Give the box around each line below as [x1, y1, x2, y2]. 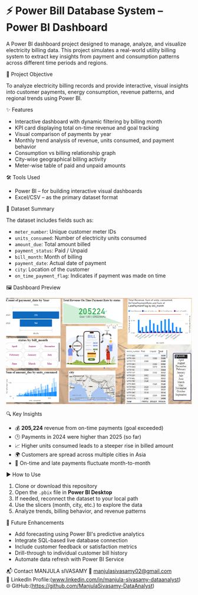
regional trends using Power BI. [6, 95, 82, 102]
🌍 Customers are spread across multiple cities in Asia [14, 451, 146, 458]
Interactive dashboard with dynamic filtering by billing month [14, 118, 162, 125]
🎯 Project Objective [6, 70, 53, 77]
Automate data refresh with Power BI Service [14, 556, 124, 563]
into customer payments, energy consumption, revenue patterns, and [6, 88, 175, 95]
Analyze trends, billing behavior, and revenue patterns [14, 507, 146, 515]
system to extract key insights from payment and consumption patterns [6, 53, 180, 60]
